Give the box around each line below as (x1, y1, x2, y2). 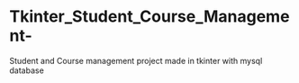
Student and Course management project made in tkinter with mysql (9, 55, 263, 66)
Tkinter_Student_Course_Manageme (9, 6, 290, 27)
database (9, 65, 45, 76)
